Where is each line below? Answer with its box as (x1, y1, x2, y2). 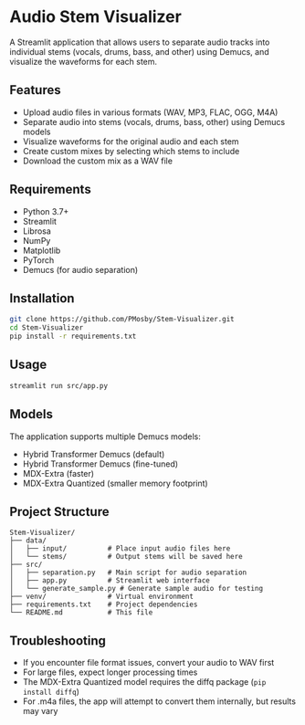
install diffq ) (22, 687, 79, 698)
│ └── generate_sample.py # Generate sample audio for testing (9, 584, 263, 594)
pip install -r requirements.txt (9, 331, 137, 341)
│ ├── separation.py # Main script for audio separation (9, 568, 247, 577)
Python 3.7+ (22, 205, 69, 216)
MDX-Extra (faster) (22, 468, 94, 478)
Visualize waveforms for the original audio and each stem (22, 135, 239, 147)
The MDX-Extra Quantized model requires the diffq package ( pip (22, 677, 267, 688)
